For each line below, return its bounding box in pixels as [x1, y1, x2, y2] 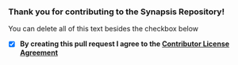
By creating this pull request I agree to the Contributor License [19, 39, 230, 49]
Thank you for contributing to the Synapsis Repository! [8, 6, 225, 17]
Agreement [19, 48, 58, 57]
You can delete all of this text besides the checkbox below [8, 24, 199, 34]
